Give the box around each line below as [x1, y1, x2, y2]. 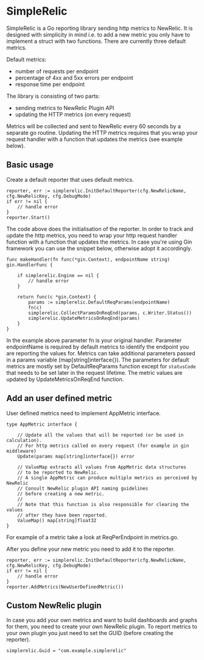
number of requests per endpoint [15, 67, 99, 74]
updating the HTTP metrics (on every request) [15, 111, 132, 118]
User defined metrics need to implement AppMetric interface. [6, 409, 161, 416]
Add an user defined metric [6, 393, 113, 404]
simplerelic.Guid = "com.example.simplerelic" [6, 648, 127, 654]
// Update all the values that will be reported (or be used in [17, 432, 184, 438]
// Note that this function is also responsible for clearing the [17, 501, 189, 507]
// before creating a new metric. [17, 490, 105, 497]
